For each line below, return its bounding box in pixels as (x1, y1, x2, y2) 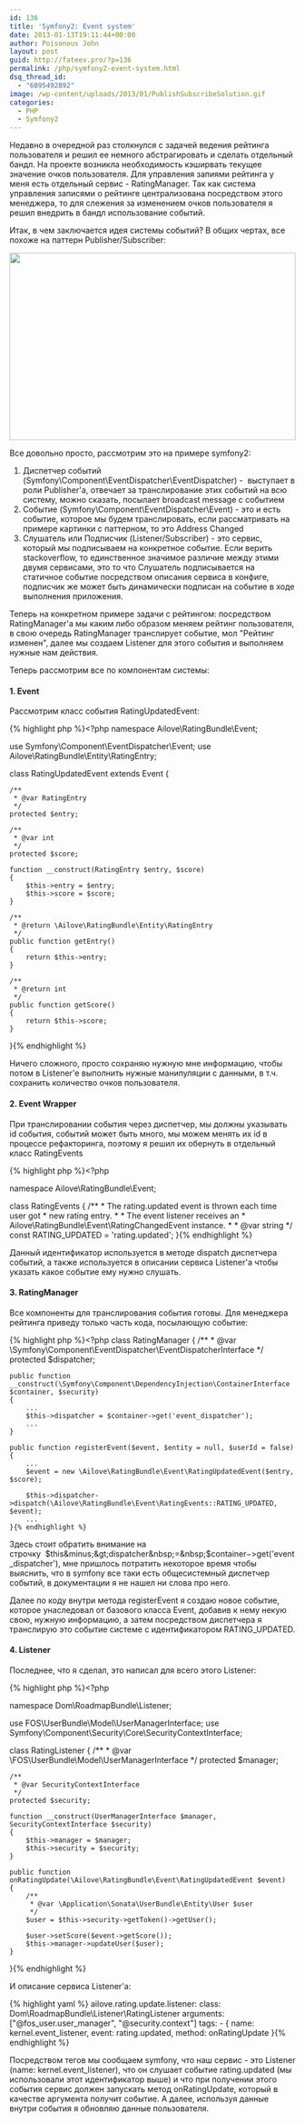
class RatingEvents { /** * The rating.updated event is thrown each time (9, 1200, 278, 1211)
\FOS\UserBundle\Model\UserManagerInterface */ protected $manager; (9, 1754, 279, 1765)
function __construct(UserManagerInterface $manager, (9, 1811, 218, 1821)
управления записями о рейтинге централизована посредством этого (9, 188, 283, 199)
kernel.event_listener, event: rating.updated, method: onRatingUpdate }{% (9, 2027, 286, 2038)
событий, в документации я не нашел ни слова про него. (9, 1577, 231, 1587)
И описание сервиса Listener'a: (9, 1980, 132, 1991)
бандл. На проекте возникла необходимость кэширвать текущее (9, 159, 262, 170)
